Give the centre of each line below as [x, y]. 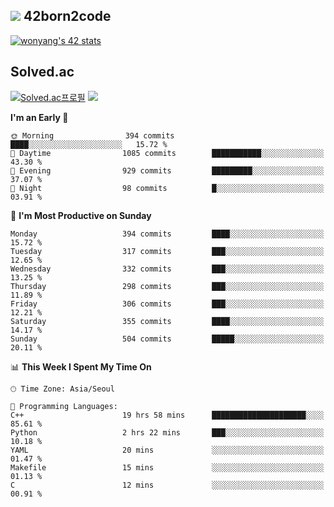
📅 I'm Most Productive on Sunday [81, 215]
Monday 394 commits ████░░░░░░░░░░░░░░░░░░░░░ [167, 234]
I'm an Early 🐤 [39, 117]
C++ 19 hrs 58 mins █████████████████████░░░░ [167, 415]
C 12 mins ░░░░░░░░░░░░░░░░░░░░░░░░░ [167, 485]
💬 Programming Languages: [64, 406]
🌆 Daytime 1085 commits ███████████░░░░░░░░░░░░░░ [167, 153]
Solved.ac [42, 72]
